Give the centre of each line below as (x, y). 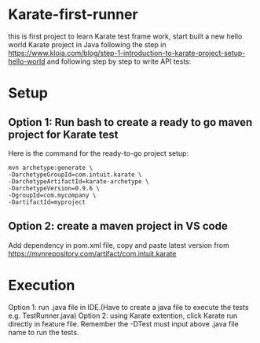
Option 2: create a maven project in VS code (118, 226)
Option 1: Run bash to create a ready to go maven (130, 122)
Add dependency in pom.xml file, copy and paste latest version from (119, 245)
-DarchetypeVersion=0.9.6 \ (54, 188)
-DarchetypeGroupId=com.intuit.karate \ (75, 175)
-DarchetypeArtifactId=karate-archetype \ (79, 181)
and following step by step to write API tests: (119, 61)
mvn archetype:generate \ (50, 168)
